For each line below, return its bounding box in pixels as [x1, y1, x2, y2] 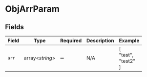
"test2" [119, 58, 136, 64]
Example [119, 38, 140, 44]
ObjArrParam [5, 3, 60, 15]
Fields [5, 23, 24, 31]
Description [86, 38, 114, 44]
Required [60, 38, 82, 44]
